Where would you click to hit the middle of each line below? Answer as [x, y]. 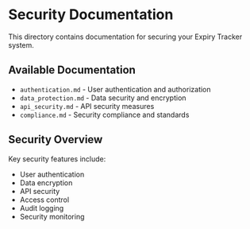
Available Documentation [72, 70]
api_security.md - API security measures [87, 106]
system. [21, 45]
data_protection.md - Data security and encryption [103, 98]
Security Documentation [91, 15]
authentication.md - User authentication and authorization [115, 89]
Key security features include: [57, 159]
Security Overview [56, 140]
